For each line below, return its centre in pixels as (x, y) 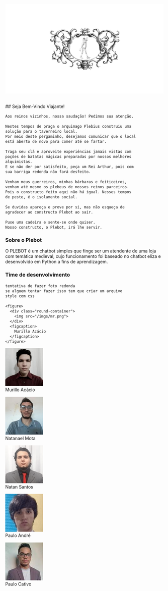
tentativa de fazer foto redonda (40, 286)
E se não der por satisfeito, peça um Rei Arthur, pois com (70, 167)
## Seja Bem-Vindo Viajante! (35, 106)
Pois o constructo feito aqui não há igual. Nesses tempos (68, 192)
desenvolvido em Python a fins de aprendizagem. (57, 262)
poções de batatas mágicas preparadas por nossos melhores (68, 157)
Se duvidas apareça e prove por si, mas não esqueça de (65, 207)
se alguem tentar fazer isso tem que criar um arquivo (64, 291)
